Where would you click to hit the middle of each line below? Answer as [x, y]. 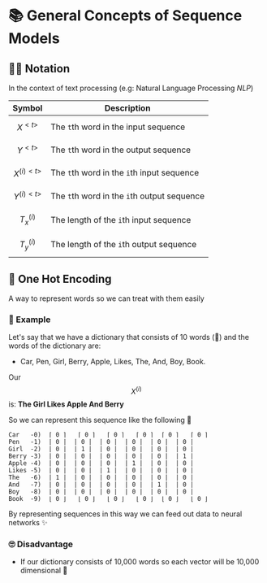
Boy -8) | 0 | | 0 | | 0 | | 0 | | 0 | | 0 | [101, 492]
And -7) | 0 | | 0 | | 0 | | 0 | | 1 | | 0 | [101, 485]
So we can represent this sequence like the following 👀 [100, 420]
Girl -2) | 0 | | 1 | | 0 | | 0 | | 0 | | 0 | [101, 449]
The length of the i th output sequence [123, 245]
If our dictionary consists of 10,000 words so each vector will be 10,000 [140, 562]
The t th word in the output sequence [121, 150]
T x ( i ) [28, 220]
